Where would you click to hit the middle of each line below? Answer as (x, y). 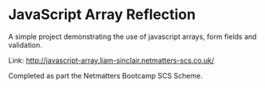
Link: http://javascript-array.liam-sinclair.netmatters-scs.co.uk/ (111, 60)
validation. (25, 44)
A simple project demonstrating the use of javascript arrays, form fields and (132, 36)
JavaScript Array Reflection (102, 15)
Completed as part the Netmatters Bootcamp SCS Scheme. (106, 75)
